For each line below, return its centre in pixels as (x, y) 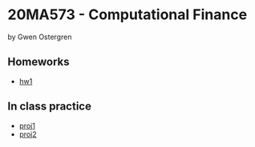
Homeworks (38, 62)
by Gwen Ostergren (40, 37)
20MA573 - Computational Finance (127, 15)
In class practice (49, 107)
